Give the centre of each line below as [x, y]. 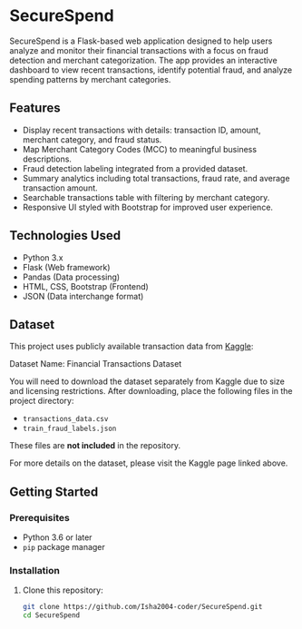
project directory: [42, 401]
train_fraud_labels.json [69, 429]
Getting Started [54, 491]
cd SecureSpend [51, 615]
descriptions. [47, 159]
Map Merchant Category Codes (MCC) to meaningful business [139, 149]
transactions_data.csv [65, 419]
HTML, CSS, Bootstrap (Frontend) [86, 286]
